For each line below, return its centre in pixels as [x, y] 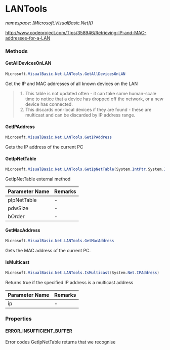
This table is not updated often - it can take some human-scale [91, 93]
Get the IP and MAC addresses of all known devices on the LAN [72, 84]
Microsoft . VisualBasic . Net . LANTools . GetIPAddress [59, 137]
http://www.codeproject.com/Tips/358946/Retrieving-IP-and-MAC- [76, 32]
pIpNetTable [22, 200]
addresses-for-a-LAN [28, 38]
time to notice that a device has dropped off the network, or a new [94, 99]
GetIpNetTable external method [38, 179]
